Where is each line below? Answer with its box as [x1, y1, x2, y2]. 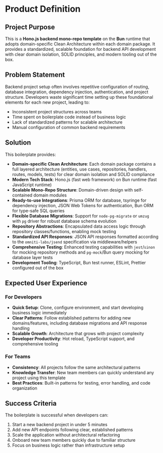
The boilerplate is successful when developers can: [5, 412, 109, 418]
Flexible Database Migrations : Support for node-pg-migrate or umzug [12, 213, 149, 218]
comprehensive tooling [12, 341, 58, 347]
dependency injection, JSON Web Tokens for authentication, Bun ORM [12, 202, 154, 208]
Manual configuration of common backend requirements [12, 124, 126, 130]
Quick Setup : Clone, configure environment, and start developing [12, 304, 144, 311]
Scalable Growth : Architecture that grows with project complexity [12, 331, 145, 337]
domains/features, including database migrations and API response [12, 320, 147, 326]
